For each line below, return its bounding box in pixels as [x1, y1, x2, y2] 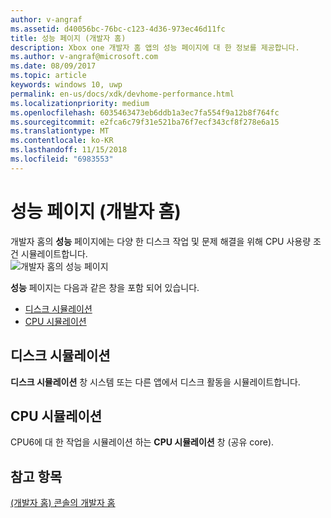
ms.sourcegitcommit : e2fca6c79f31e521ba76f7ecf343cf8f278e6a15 [10, 117, 280, 127]
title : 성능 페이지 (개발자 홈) [10, 33, 127, 43]
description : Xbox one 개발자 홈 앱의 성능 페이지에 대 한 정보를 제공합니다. [10, 42, 300, 53]
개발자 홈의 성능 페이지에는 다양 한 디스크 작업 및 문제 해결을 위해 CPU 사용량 [10, 235, 312, 247]
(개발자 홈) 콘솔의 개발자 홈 [10, 497, 116, 509]
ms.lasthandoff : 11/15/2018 [10, 145, 128, 155]
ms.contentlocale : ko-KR [10, 136, 114, 146]
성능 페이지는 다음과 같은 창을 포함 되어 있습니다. [10, 281, 200, 293]
